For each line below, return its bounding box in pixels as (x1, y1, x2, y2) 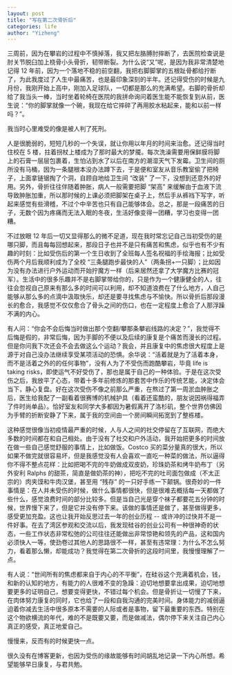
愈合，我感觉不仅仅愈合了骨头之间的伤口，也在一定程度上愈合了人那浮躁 (19, 301, 225, 309)
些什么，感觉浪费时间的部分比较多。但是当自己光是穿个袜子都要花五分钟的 (7, 495, 219, 503)
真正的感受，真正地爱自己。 (7, 622, 86, 631)
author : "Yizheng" (7, 29, 60, 37)
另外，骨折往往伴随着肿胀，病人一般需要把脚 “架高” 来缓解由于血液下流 (19, 183, 222, 191)
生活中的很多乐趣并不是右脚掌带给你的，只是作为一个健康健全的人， (21, 275, 216, 284)
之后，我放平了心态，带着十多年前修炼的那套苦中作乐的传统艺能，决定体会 (12, 377, 225, 385)
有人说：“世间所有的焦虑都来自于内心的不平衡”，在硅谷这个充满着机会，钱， (7, 570, 224, 579)
